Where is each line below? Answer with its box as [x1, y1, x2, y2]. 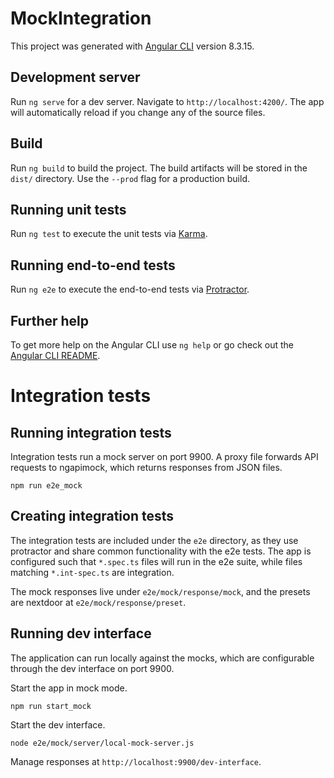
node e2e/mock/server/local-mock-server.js [10, 738, 195, 748]
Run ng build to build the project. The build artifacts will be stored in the [10, 162, 308, 174]
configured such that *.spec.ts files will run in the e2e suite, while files [10, 555, 303, 567]
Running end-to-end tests [10, 257, 176, 274]
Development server [10, 69, 141, 86]
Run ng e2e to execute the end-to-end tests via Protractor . [10, 283, 250, 296]
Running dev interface [10, 625, 152, 642]
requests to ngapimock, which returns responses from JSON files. [10, 462, 283, 473]
